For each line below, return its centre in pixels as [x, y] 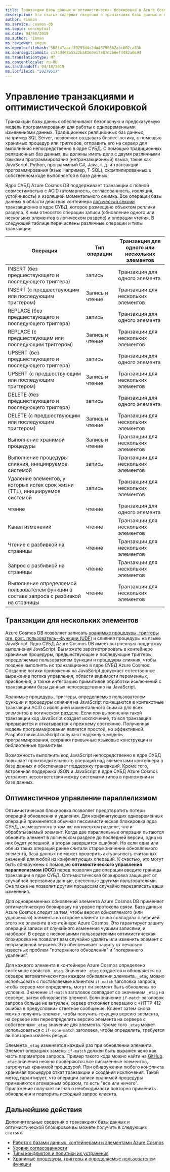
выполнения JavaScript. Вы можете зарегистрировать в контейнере [79, 649]
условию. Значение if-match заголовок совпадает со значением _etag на [85, 992]
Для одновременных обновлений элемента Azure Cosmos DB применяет [85, 901]
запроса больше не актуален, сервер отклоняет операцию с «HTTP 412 [83, 1003]
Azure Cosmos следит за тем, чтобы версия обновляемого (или [74, 912]
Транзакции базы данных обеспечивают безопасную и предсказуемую [83, 121]
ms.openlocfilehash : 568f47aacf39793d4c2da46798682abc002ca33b [73, 48]
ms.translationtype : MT [30, 57]
